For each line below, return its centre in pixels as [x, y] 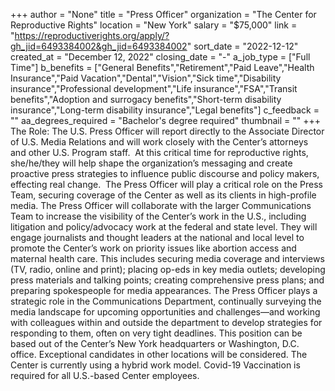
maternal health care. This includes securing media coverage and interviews [167, 258]
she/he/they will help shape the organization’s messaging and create [151, 163]
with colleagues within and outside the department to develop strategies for [166, 322]
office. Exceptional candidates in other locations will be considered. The [159, 354]
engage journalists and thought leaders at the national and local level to [157, 237]
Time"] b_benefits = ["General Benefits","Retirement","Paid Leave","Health [162, 67]
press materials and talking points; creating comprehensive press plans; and [167, 280]
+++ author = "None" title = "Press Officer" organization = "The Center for [163, 14]
